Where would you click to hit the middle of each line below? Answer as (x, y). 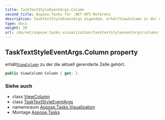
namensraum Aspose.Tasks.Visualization (54, 107)
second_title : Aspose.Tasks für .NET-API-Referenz (58, 14)
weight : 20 (16, 28)
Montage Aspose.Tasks (36, 112)
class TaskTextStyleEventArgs (43, 102)
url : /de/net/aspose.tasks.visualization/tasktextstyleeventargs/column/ (82, 32)
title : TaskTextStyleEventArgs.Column (45, 10)
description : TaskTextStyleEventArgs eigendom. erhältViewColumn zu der (81, 19)
